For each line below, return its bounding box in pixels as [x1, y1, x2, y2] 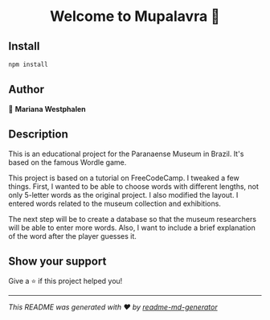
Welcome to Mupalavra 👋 [49, 7, 221, 26]
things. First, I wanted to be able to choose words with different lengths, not [8, 181, 260, 191]
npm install [8, 60, 48, 68]
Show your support [8, 254, 107, 268]
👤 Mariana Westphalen [8, 104, 86, 113]
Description [8, 128, 68, 142]
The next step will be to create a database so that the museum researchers [8, 214, 257, 224]
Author [8, 83, 44, 96]
